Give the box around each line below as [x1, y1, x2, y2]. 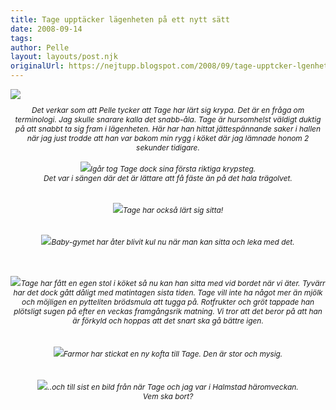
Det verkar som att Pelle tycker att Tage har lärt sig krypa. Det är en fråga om [31, 105, 305, 115]
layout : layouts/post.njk [10, 52, 118, 62]
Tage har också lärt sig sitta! [122, 205, 224, 215]
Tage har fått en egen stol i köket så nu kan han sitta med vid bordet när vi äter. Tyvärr [20, 278, 326, 288]
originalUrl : [10, 61, 65, 71]
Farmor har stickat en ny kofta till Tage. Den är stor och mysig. [63, 349, 283, 359]
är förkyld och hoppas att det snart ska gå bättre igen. [72, 316, 264, 326]
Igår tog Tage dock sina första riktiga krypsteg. [89, 164, 257, 174]
